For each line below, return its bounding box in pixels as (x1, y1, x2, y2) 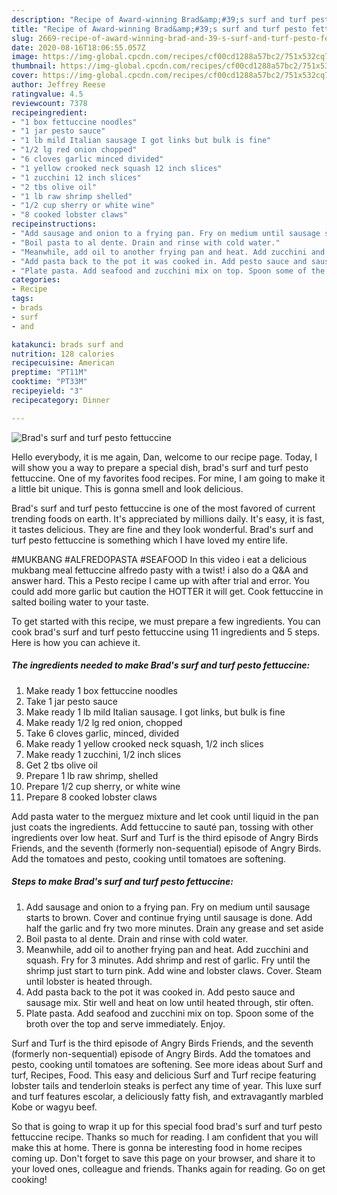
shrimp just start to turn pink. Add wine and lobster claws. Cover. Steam (25, 964, 323, 976)
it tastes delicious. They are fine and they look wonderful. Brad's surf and (11, 523, 314, 535)
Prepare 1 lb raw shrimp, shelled (25, 769, 159, 781)
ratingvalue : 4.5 (11, 89, 84, 99)
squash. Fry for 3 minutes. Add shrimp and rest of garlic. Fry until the (25, 954, 311, 966)
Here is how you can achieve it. (11, 636, 141, 648)
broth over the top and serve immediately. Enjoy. (25, 1017, 226, 1030)
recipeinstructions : (11, 219, 98, 230)
